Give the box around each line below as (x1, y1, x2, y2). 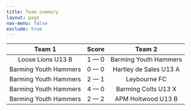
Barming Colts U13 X (115, 85, 177, 93)
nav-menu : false (6, 20, 48, 26)
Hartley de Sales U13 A (112, 65, 180, 73)
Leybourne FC (126, 75, 167, 84)
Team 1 (34, 45, 57, 53)
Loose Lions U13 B (18, 55, 73, 64)
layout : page (6, 15, 40, 21)
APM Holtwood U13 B (115, 95, 178, 103)
